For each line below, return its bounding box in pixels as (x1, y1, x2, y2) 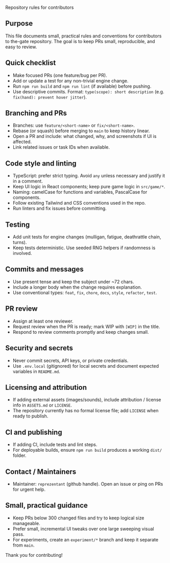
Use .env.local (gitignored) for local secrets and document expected (12, 363, 159, 369)
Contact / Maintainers (5, 467, 77, 476)
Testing (5, 220, 30, 229)
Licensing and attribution (5, 383, 87, 392)
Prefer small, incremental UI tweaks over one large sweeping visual (12, 526, 154, 532)
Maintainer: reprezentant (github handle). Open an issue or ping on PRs (12, 480, 163, 487)
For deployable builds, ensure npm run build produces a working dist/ (12, 447, 162, 453)
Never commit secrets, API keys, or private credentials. (12, 357, 129, 364)
